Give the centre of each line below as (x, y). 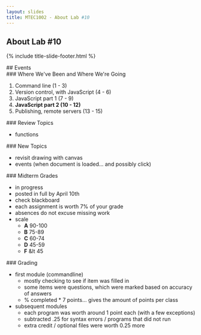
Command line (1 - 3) (41, 86)
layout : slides (25, 12)
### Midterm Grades (32, 176)
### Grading (22, 263)
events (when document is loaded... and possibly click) (83, 164)
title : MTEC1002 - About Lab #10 (48, 17)
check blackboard (37, 200)
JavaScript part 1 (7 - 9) (44, 98)
